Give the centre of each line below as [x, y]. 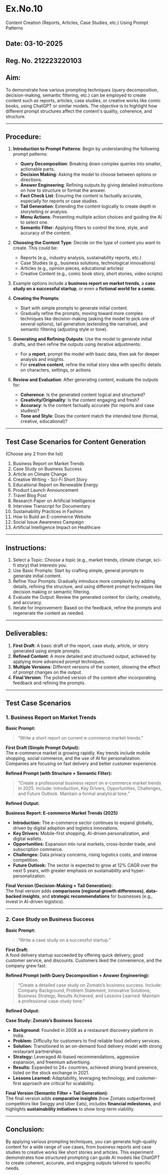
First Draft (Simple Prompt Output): [43, 748]
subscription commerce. [38, 850]
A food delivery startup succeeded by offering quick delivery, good [75, 955]
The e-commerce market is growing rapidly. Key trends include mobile [78, 753]
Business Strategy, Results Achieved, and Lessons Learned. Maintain [89, 996]
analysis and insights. [42, 359]
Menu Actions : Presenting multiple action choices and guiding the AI [91, 217]
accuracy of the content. [46, 233]
